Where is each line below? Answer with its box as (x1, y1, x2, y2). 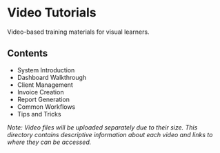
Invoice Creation (17, 88, 64, 96)
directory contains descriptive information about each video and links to (7, 130, 213, 139)
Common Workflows (17, 102, 76, 111)
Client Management (17, 81, 74, 89)
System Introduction (17, 65, 75, 74)
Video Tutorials (7, 5, 97, 21)
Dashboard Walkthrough (17, 73, 87, 81)
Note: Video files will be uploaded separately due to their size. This (7, 123, 198, 132)
